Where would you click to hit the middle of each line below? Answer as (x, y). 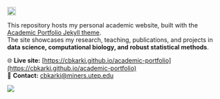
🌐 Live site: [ (26, 60)
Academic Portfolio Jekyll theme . (54, 32)
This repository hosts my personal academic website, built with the (103, 25)
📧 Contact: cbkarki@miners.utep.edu (61, 75)
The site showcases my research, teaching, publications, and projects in (110, 40)
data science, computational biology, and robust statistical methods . (108, 47)
